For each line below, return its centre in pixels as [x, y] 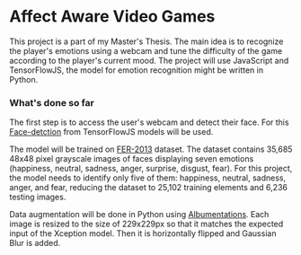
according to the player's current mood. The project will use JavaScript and [149, 60]
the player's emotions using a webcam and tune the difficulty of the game [146, 50]
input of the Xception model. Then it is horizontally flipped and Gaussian [143, 233]
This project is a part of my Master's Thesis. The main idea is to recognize [146, 41]
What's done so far [52, 102]
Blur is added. [35, 243]
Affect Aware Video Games [112, 17]
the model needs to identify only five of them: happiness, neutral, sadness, [147, 178]
